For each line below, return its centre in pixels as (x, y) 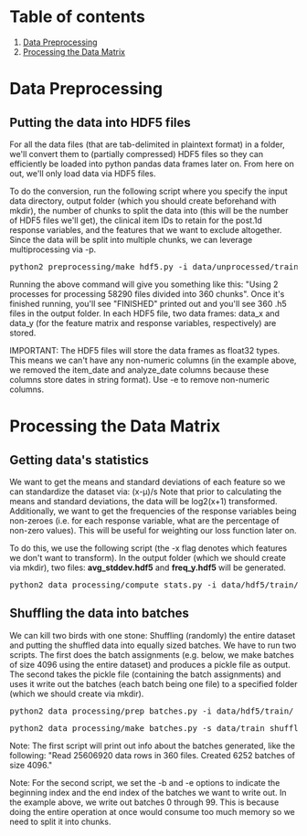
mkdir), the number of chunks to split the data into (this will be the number (149, 210)
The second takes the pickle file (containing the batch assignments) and (145, 674)
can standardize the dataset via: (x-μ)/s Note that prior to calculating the (146, 492)
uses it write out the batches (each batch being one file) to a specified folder (153, 683)
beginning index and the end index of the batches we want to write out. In (148, 792)
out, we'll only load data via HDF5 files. (83, 173)
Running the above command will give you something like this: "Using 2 (144, 284)
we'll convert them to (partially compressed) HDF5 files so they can (136, 153)
